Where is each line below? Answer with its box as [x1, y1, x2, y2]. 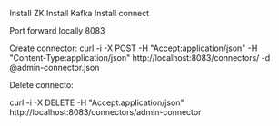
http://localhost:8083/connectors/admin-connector [9, 107, 202, 117]
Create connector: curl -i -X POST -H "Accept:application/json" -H [9, 43, 258, 53]
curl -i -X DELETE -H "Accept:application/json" [9, 97, 184, 108]
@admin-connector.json [9, 63, 100, 73]
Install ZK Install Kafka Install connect [9, 8, 150, 18]
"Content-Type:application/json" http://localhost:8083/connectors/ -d [9, 53, 271, 63]
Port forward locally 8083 [9, 25, 105, 35]
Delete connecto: [9, 80, 75, 90]
